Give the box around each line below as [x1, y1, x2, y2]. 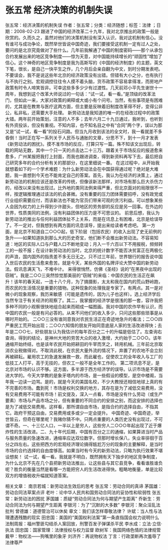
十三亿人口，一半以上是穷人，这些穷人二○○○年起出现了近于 [31, 422, 157, 428]
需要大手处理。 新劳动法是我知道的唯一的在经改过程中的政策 [35, 110, 160, 116]
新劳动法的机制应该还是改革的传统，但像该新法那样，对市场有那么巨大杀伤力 [5, 178, 163, 184]
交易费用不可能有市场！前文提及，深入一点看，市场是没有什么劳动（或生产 [9, 391, 163, 397]
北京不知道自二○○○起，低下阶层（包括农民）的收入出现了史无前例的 [18, 228, 162, 234]
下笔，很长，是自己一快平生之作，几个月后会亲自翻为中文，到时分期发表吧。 [5, 66, 163, 72]
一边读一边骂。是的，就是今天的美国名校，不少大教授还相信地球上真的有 [13, 378, 163, 384]
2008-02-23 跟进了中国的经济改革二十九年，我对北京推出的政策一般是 [13, 28, 159, 34]
